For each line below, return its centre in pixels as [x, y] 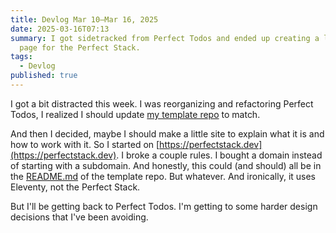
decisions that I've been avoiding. [79, 217]
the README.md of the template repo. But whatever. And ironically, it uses [163, 176]
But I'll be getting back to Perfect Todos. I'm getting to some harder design [164, 206]
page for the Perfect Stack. [80, 47]
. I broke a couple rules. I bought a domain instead [219, 155]
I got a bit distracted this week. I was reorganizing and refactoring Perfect [162, 103]
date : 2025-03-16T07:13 [60, 29]
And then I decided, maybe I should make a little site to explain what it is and [167, 133]
